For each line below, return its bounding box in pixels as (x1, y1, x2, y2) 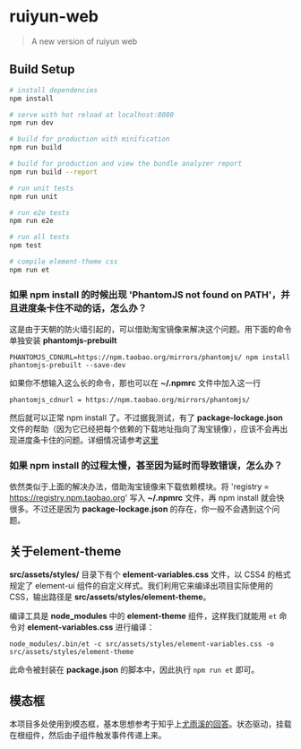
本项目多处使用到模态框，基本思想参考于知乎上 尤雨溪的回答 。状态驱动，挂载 (9, 719, 292, 729)
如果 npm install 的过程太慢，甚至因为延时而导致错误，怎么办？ (9, 459, 283, 471)
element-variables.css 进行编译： (26, 622, 155, 633)
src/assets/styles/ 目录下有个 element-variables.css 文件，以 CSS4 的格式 (9, 569, 291, 580)
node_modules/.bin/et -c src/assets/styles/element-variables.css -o (9, 640, 275, 649)
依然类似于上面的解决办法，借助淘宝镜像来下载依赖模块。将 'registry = (9, 481, 270, 492)
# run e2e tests (9, 208, 70, 217)
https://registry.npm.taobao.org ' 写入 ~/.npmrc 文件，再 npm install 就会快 (9, 493, 285, 504)
